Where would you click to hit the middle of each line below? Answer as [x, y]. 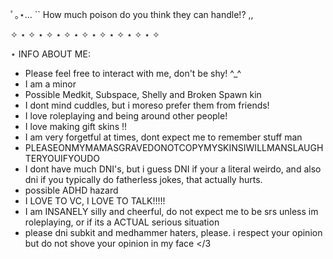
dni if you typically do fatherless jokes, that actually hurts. [143, 179]
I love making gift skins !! [76, 126]
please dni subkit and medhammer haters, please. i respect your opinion [173, 232]
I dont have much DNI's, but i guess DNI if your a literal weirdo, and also [173, 169]
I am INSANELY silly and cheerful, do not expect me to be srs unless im [171, 211]
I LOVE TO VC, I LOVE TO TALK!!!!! [95, 201]
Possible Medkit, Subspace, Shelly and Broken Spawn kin [143, 94]
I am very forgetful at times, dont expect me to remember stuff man [163, 137]
